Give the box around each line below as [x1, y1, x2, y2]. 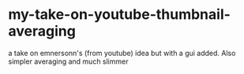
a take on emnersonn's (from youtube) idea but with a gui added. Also [8, 48, 236, 57]
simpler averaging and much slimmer [8, 57, 129, 66]
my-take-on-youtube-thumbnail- [8, 6, 231, 24]
